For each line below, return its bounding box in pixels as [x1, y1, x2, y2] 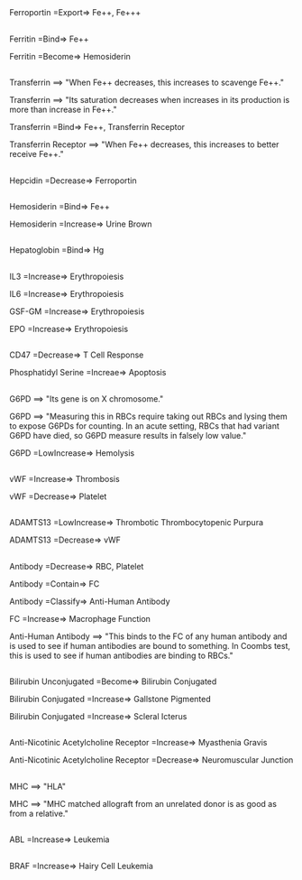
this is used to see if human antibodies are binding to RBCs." [9, 650, 233, 661]
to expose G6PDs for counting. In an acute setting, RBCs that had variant [9, 420, 279, 431]
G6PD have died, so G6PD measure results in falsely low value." [9, 430, 247, 440]
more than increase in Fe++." [9, 104, 117, 116]
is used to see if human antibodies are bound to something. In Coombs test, [9, 640, 291, 651]
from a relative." [9, 808, 69, 819]
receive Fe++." [9, 149, 65, 160]
